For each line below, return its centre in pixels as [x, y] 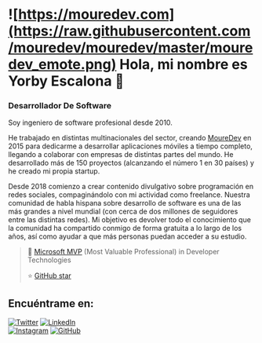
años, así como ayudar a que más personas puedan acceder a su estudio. [127, 236]
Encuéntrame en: [51, 303]
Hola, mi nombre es [184, 65]
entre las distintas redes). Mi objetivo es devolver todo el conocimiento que [129, 220]
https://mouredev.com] [96, 15]
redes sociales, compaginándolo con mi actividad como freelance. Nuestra [129, 195]
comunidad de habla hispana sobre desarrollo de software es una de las [125, 203]
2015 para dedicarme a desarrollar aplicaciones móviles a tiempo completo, [131, 146]
